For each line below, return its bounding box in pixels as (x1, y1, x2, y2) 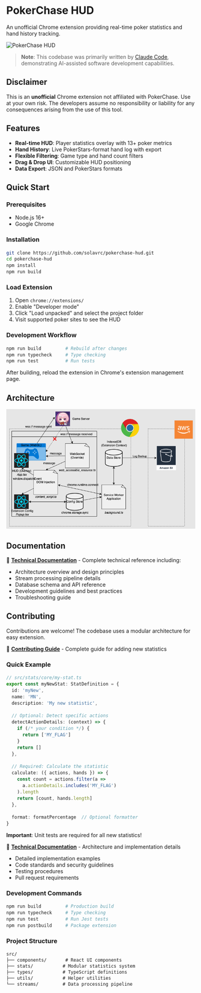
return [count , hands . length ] (17, 795, 93, 801)
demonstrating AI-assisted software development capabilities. (20, 60, 175, 67)
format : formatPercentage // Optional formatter (11, 814, 138, 820)
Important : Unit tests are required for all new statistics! (6, 832, 142, 839)
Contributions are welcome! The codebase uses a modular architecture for (6, 627, 191, 634)
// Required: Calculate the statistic (11, 764, 109, 770)
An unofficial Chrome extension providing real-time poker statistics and (6, 23, 182, 31)
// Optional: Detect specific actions (11, 713, 109, 719)
